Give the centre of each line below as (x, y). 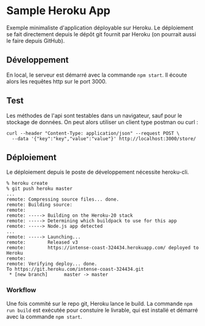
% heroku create (27, 184)
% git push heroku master (39, 189)
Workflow (21, 290)
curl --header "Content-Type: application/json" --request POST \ (93, 133)
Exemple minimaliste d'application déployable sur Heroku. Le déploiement (100, 28)
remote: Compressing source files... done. (63, 200)
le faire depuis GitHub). (36, 41)
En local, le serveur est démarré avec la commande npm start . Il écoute (97, 75)
